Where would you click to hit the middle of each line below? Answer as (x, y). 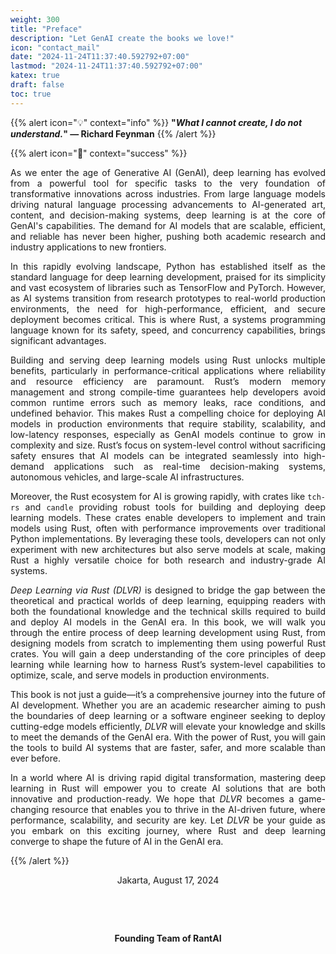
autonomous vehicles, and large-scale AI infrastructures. (127, 477)
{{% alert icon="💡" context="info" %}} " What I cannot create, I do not (156, 122)
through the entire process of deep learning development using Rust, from (168, 632)
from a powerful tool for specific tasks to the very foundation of (168, 183)
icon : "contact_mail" (55, 47)
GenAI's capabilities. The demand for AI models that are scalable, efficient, (168, 225)
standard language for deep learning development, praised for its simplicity (168, 277)
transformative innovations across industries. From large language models (168, 193)
